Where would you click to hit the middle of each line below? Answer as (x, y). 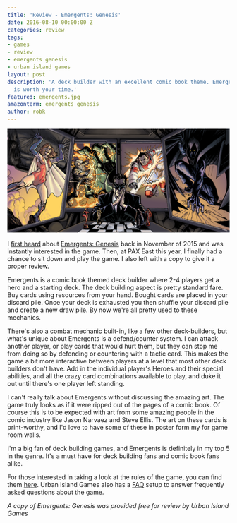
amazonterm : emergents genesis (53, 104)
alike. (15, 463)
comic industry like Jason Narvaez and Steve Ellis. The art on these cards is (117, 419)
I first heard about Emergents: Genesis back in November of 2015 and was (115, 244)
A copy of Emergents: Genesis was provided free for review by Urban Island (118, 505)
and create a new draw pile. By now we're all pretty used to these (102, 310)
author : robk (26, 112)
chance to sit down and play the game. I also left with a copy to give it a (111, 258)
